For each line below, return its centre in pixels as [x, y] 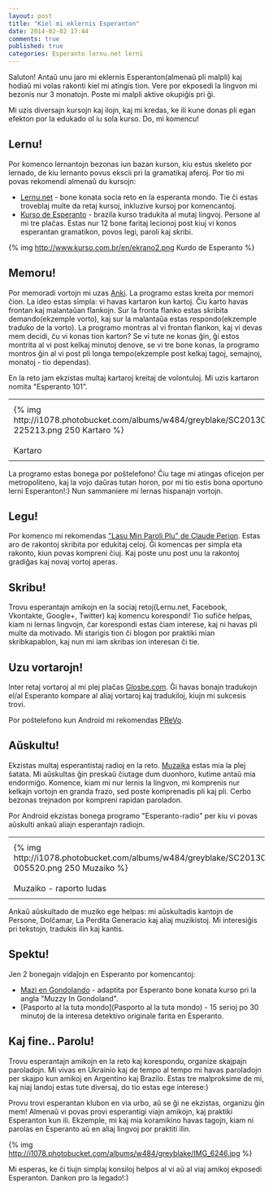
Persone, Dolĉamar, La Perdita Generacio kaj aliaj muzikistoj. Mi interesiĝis [133, 920]
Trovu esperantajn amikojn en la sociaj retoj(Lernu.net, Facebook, [118, 607]
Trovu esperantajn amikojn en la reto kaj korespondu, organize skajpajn [128, 1061]
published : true [36, 46]
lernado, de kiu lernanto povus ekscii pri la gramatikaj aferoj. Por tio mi [126, 173]
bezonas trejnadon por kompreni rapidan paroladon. [95, 800]
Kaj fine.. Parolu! [52, 1042]
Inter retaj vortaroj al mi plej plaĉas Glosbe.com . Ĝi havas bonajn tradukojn [133, 687]
